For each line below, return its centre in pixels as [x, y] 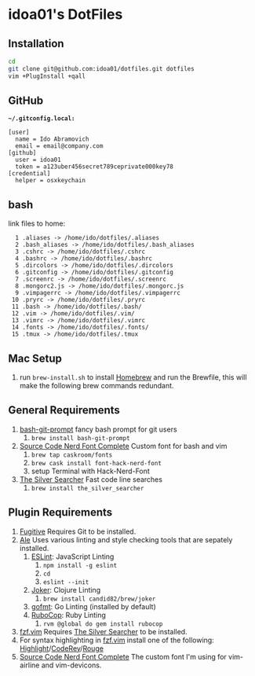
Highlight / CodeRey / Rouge [62, 648]
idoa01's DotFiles [66, 15]
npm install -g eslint [80, 565]
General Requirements [64, 410]
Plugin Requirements [60, 513]
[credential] [29, 174]
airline [29, 665]
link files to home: [37, 224]
